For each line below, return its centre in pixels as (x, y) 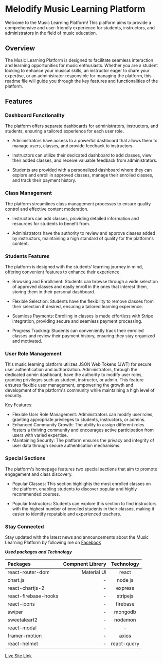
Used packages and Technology (38, 552)
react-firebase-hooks (33, 596)
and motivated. (27, 341)
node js (125, 580)
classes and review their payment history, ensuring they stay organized (83, 336)
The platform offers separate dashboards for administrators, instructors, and (81, 126)
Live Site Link (18, 656)
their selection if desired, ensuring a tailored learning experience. (77, 307)
